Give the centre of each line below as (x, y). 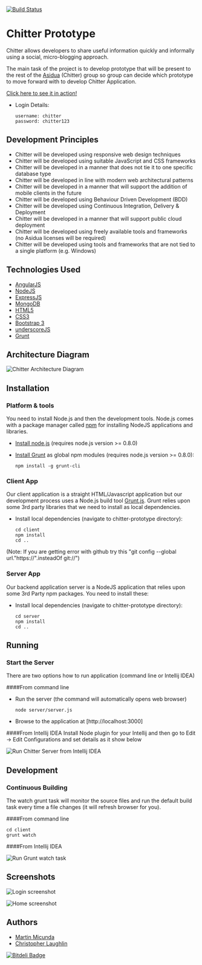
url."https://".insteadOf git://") (43, 558)
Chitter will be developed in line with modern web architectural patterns (104, 180)
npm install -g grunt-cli (47, 466)
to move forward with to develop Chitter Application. (71, 81)
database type (33, 174)
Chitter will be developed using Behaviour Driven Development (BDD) (101, 199)
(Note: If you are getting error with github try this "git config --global (91, 552)
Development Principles (52, 140)
